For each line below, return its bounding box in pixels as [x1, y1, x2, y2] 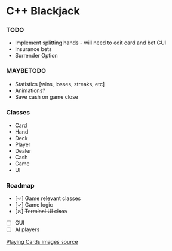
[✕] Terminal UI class [14, 208, 67, 215]
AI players [14, 226, 40, 233]
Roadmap [6, 182, 35, 189]
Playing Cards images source [6, 238, 78, 245]
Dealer [14, 147, 32, 155]
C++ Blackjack [6, 4, 80, 18]
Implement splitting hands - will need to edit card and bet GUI [14, 39, 167, 46]
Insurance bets [14, 46, 52, 53]
